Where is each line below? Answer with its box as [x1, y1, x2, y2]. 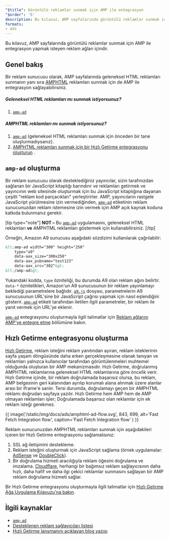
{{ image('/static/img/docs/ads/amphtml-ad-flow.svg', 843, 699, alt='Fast [5, 411, 159, 417]
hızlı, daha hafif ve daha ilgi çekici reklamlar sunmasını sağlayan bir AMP [12, 468, 164, 474]
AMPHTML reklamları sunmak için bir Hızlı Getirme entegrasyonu [12, 144, 148, 150]
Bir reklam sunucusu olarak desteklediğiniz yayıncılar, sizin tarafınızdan [5, 177, 154, 183]
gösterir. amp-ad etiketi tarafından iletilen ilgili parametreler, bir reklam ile [5, 298, 155, 304]
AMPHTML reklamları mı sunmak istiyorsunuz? [5, 120, 107, 127]
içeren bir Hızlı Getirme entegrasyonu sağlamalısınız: [5, 432, 115, 438]
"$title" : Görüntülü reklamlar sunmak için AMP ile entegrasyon [5, 7, 144, 13]
